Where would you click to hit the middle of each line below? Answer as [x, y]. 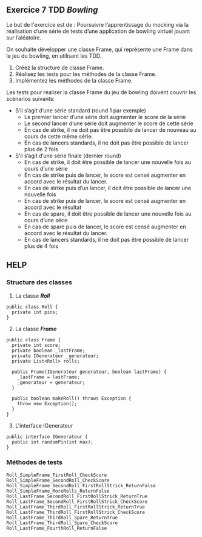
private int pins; [35, 312]
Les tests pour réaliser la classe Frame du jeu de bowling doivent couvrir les [101, 92]
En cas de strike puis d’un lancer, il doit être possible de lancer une [108, 188]
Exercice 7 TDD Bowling [52, 10]
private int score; [36, 345]
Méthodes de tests [35, 462]
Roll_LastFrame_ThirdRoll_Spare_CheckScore [62, 523]
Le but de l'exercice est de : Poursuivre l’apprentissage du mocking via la [98, 24]
